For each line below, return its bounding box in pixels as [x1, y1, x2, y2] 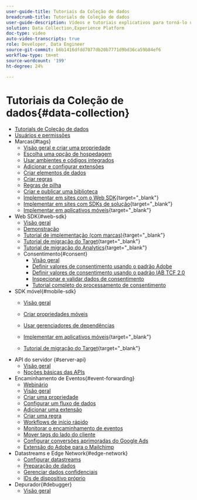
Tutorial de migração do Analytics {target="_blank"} [23, 244, 148, 251]
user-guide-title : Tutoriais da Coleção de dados [6, 8, 130, 15]
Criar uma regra [23, 412, 62, 420]
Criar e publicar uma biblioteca [23, 188, 98, 195]
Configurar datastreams [23, 456, 81, 463]
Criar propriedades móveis [23, 311, 88, 318]
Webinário [23, 381, 49, 388]
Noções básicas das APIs [23, 368, 85, 376]
